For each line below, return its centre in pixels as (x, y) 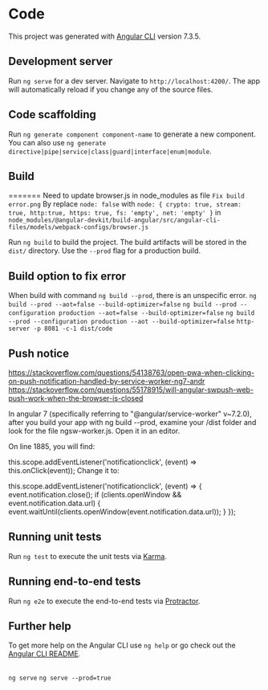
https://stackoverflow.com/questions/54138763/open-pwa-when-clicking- (132, 373)
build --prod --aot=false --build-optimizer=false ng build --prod (122, 305)
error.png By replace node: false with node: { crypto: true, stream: (125, 204)
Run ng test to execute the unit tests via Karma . (87, 556)
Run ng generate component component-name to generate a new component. (132, 134)
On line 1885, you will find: (52, 446)
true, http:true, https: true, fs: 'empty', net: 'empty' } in (115, 213)
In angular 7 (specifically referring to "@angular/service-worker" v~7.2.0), (130, 414)
